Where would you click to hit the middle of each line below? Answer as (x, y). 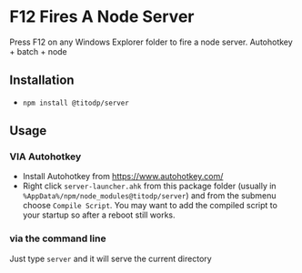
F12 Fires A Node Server (102, 17)
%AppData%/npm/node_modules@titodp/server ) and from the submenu (149, 196)
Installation (42, 81)
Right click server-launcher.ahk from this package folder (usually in (149, 186)
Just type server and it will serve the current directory (111, 258)
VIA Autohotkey (45, 157)
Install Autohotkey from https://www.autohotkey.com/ (123, 177)
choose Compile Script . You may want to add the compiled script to (150, 206)
